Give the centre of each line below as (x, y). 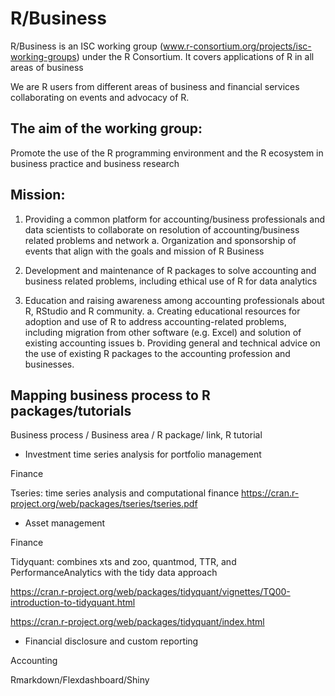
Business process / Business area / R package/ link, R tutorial (136, 435)
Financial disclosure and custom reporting (111, 641)
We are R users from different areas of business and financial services (155, 86)
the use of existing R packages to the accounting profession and (157, 353)
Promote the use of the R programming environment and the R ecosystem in (167, 153)
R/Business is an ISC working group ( (86, 46)
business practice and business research (95, 163)
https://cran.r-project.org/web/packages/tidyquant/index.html (137, 622)
